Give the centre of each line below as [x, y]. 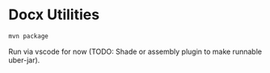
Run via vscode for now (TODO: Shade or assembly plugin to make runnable [135, 51]
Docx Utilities [54, 15]
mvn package [28, 36]
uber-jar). [24, 60]
